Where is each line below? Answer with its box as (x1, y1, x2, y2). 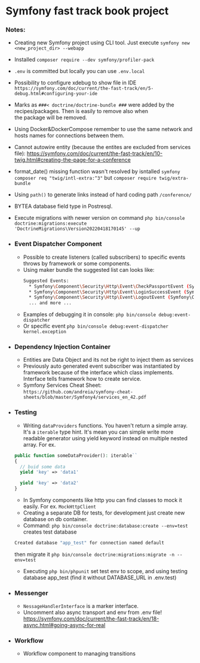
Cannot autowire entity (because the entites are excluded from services (14, 144, 191, 151)
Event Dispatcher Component (14, 240, 102, 248)
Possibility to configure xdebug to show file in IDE (14, 79, 137, 86)
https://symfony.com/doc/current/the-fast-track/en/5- (14, 86, 154, 92)
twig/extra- (159, 175, 189, 181)
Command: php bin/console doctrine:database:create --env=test (23, 522, 189, 529)
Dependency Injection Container (14, 343, 111, 351)
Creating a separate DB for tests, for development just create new (23, 509, 185, 516)
